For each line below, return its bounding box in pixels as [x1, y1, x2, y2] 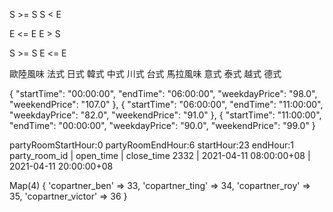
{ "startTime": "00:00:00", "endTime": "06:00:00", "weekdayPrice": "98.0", [9, 88, 318, 99]
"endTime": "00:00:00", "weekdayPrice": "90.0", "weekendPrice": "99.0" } [9, 120, 316, 131]
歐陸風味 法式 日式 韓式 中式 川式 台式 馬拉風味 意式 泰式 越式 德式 [9, 68, 282, 79]
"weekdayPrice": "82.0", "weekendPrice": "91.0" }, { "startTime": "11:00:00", [9, 109, 322, 121]
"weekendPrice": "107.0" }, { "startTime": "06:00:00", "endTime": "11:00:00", [9, 99, 324, 110]
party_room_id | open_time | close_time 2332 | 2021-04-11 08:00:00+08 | [9, 150, 311, 161]
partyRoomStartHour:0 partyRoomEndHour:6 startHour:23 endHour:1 [9, 139, 294, 151]
